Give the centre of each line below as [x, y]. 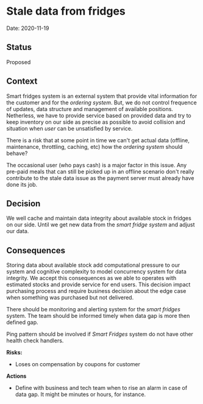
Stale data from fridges [66, 11]
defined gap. [22, 322]
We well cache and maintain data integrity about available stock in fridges [99, 218]
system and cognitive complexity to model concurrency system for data [97, 272]
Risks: [14, 353]
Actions [16, 376]
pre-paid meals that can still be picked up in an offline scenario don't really [100, 171]
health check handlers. [35, 341]
